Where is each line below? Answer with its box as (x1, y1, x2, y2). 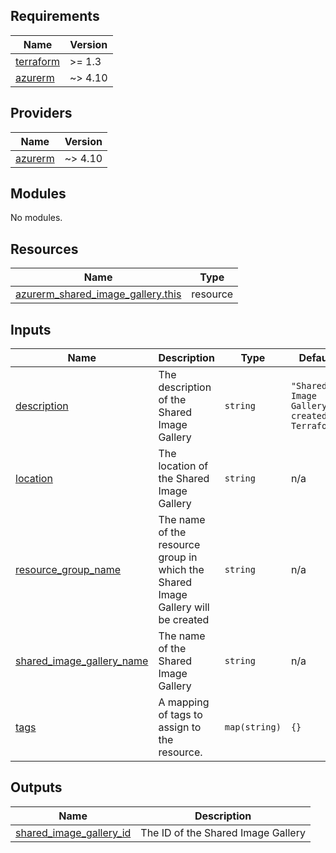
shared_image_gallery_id (15, 825, 132, 839)
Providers (10, 105, 73, 122)
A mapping (158, 695, 210, 709)
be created (158, 613, 210, 627)
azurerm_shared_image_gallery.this (15, 287, 182, 301)
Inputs (10, 321, 52, 338)
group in (158, 550, 198, 564)
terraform (15, 54, 61, 68)
